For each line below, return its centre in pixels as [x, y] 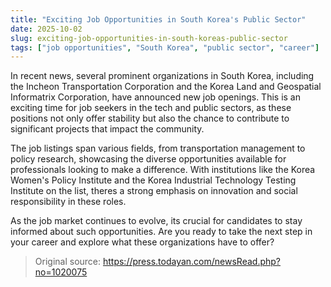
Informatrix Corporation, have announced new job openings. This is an [155, 97]
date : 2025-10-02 [46, 29]
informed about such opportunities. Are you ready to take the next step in [161, 232]
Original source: [68, 262]
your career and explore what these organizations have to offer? [142, 242]
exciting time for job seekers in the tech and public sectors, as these [151, 108]
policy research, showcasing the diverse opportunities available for [148, 159]
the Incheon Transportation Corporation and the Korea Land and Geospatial [166, 87]
